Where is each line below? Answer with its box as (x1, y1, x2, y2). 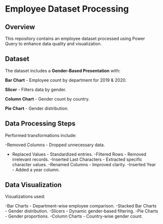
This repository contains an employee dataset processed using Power (5, 35, 145, 41)
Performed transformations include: (5, 132, 77, 138)
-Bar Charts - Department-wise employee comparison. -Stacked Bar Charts (5, 203, 157, 209)
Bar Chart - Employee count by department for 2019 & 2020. (5, 77, 127, 83)
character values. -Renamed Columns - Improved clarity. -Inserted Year (12, 161, 156, 167)
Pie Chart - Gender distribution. (5, 105, 69, 111)
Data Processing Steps (5, 120, 75, 128)
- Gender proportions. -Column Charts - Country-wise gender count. (5, 213, 143, 219)
